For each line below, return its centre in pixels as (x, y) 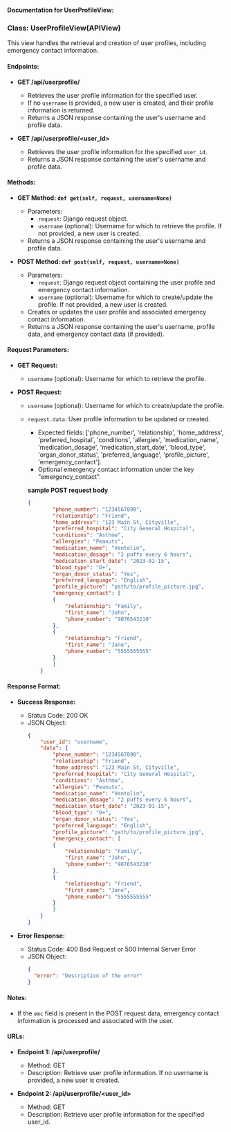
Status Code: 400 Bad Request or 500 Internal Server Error (111, 949)
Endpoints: (23, 66)
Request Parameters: (38, 350)
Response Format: (34, 686)
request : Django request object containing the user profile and (127, 282)
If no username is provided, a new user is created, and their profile (121, 103)
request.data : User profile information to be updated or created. (119, 419)
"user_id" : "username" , (74, 742)
